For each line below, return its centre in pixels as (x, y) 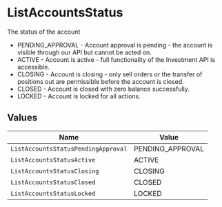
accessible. (33, 67)
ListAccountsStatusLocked (53, 193)
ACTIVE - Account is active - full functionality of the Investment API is (116, 59)
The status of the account (44, 32)
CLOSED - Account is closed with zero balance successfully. (103, 89)
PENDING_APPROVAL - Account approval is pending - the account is (115, 45)
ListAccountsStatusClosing (55, 171)
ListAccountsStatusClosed (53, 182)
